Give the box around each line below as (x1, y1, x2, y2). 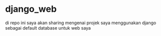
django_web (5, 3, 57, 15)
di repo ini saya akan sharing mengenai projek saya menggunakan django (5, 20, 157, 26)
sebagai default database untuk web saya (5, 25, 91, 31)
